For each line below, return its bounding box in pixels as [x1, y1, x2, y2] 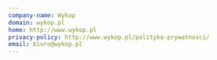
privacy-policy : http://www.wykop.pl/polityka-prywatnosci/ [8, 33, 211, 41]
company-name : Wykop [8, 11, 77, 19]
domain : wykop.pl [8, 19, 65, 26]
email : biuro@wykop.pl [8, 41, 83, 48]
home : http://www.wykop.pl [8, 26, 97, 34]
